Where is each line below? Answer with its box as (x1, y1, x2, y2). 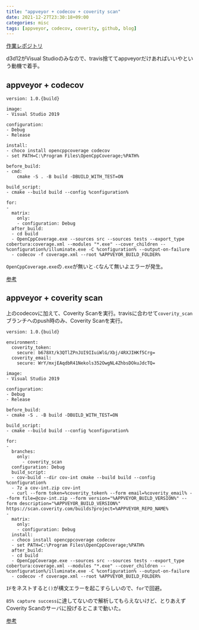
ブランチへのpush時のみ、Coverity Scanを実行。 (6, 317, 126, 324)
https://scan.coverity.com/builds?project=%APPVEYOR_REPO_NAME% (6, 506, 169, 512)
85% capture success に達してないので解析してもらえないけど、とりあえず (6, 597, 186, 604)
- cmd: (6, 169, 23, 175)
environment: (6, 339, 39, 345)
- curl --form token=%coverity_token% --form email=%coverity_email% (11, 490, 187, 496)
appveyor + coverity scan (6, 293, 103, 303)
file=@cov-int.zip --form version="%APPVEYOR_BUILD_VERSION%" (21, 495, 179, 501)
